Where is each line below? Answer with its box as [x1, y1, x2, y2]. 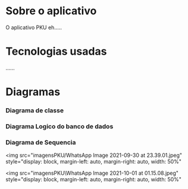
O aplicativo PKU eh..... [5, 24, 62, 31]
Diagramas [5, 85, 61, 99]
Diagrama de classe [5, 106, 64, 114]
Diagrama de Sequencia [5, 138, 76, 146]
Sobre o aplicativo [5, 4, 97, 18]
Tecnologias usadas [5, 45, 107, 58]
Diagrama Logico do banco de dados [5, 122, 114, 130]
